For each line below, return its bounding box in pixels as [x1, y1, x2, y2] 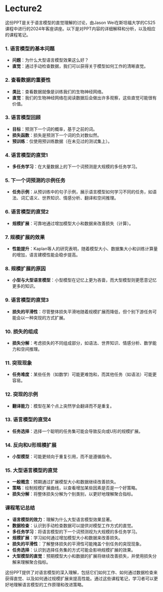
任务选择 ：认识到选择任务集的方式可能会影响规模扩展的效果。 [12, 547, 136, 553]
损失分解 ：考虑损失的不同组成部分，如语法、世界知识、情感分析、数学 [12, 340, 153, 346]
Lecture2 [5, 3, 42, 14]
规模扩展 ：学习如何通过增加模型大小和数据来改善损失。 [12, 535, 123, 540]
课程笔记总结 [5, 504, 35, 511]
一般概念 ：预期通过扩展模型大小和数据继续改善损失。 [12, 479, 119, 485]
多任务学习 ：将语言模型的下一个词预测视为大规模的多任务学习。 [12, 529, 140, 535]
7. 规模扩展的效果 [5, 234, 45, 240]
